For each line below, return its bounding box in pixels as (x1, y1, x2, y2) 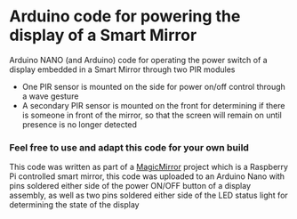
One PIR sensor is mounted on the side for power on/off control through (21, 81, 286, 92)
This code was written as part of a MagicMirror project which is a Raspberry (9, 162, 289, 173)
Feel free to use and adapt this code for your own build (9, 141, 249, 153)
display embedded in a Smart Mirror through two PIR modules (9, 64, 236, 75)
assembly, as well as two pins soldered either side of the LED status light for (9, 190, 289, 201)
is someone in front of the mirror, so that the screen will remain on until (21, 109, 282, 120)
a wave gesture (21, 91, 79, 101)
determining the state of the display (9, 199, 140, 210)
